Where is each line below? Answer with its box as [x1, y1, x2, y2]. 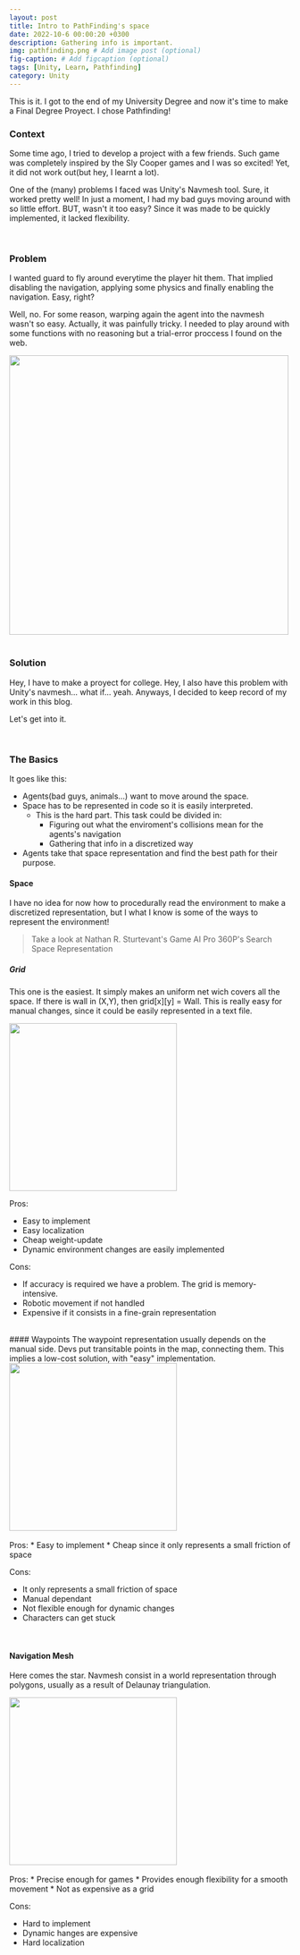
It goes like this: [9, 773, 67, 783]
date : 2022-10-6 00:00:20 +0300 [9, 30, 129, 38]
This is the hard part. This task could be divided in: [35, 809, 222, 820]
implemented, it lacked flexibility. [9, 213, 130, 224]
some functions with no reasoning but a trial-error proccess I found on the [9, 328, 283, 339]
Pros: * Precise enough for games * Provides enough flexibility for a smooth [9, 1875, 288, 1885]
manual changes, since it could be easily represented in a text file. [9, 1005, 253, 1016]
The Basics [9, 753, 59, 766]
